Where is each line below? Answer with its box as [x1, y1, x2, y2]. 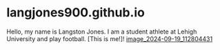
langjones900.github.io [6, 5, 146, 21]
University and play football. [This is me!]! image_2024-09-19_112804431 [6, 34, 213, 42]
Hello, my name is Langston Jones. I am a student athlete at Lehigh [6, 27, 197, 36]
